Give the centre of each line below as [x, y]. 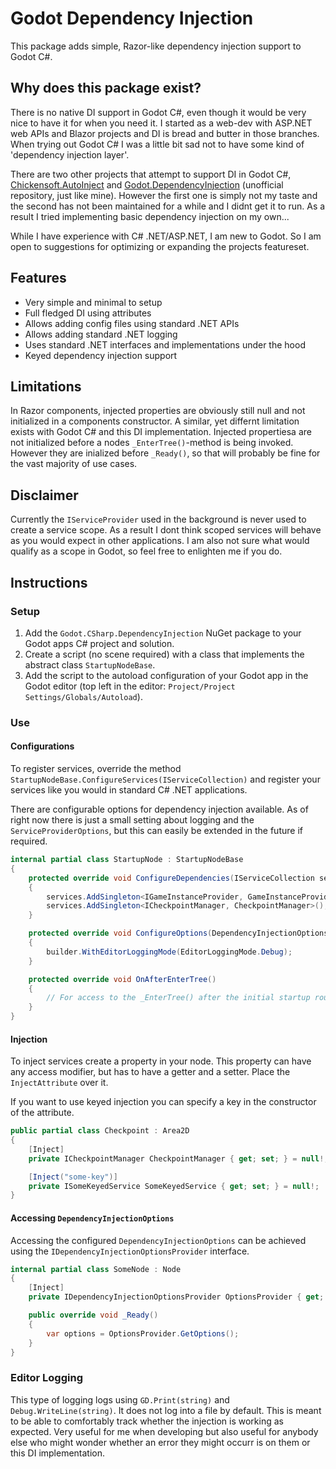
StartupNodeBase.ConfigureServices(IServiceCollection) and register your [165, 779]
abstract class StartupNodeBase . [90, 664]
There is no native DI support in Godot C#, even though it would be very [158, 112]
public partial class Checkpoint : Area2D [100, 1131]
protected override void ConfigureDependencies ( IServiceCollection [171, 878]
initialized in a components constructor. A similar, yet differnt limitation [155, 421]
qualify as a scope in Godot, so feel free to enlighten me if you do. [146, 551]
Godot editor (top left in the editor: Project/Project [130, 686]
